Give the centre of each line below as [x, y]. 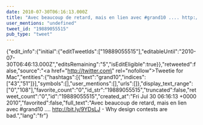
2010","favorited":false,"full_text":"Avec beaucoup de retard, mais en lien [97, 103]
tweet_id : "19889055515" [37, 29]
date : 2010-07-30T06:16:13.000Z [47, 12]
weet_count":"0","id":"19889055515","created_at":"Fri [73, 97]
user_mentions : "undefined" [42, 23]
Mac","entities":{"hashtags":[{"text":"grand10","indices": [76, 77]
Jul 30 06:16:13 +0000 [169, 97]
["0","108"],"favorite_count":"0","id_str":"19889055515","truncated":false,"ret [101, 90]
